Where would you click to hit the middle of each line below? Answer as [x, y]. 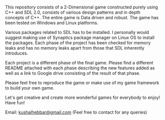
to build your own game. [30, 88]
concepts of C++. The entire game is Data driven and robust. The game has [82, 17]
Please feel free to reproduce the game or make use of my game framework [82, 83]
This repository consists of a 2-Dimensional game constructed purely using [82, 7]
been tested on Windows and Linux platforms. [52, 23]
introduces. [17, 53]
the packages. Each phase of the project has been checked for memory [78, 43]
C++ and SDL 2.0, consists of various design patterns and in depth [73, 12]
